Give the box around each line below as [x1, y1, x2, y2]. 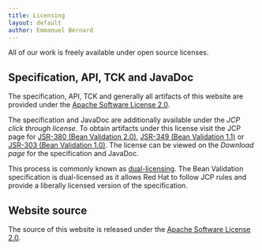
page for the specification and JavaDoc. [8, 149, 140, 159]
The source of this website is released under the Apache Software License [8, 225, 251, 233]
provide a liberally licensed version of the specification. [8, 181, 188, 190]
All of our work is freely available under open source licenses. [8, 48, 209, 58]
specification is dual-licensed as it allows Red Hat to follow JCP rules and [8, 173, 247, 182]
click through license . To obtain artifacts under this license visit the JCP [8, 124, 241, 133]
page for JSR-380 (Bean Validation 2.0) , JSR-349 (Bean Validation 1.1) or [8, 132, 245, 142]
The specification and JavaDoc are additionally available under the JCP [8, 115, 241, 125]
